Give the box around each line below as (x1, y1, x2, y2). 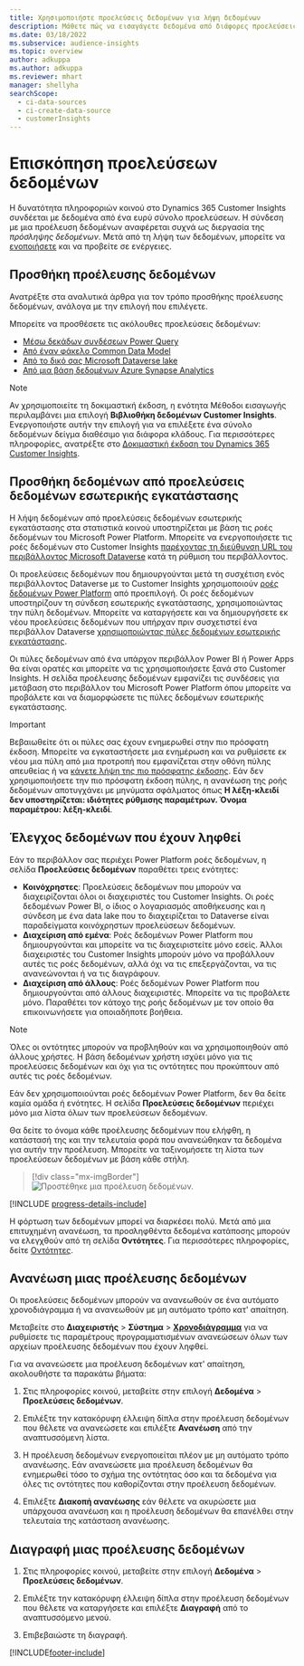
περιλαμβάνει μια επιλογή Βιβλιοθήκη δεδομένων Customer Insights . (9, 409, 278, 420)
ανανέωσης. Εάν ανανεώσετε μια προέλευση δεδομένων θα (22, 1460, 253, 1470)
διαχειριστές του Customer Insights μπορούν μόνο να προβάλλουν (22, 948, 275, 960)
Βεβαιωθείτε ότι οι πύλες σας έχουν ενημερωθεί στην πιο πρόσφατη (9, 736, 270, 747)
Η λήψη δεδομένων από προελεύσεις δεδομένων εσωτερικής (9, 512, 242, 523)
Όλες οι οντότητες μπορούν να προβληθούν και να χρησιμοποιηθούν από (9, 1041, 289, 1052)
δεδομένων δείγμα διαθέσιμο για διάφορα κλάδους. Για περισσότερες (9, 428, 276, 439)
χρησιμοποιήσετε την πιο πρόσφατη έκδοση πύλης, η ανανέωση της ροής (9, 775, 288, 786)
